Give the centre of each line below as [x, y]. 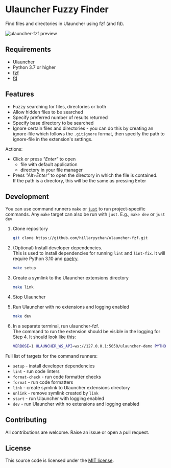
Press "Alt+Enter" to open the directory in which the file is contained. [85, 175]
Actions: [14, 149]
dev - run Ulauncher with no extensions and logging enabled [76, 404]
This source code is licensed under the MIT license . [59, 460]
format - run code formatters [43, 382]
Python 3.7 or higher [34, 67]
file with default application [49, 164]
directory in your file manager [52, 170]
